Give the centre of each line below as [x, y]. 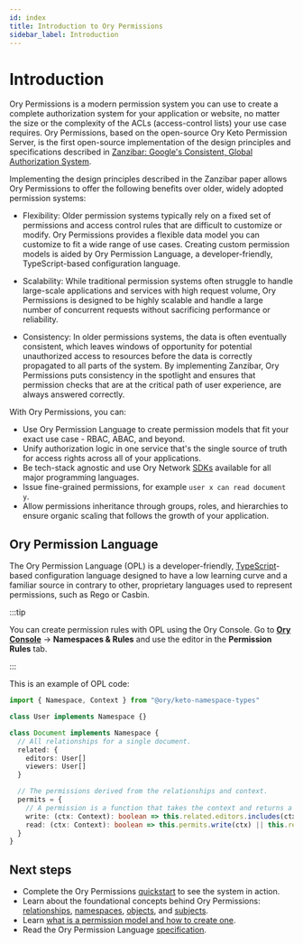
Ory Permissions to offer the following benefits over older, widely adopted [147, 189]
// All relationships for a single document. [105, 741]
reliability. [40, 319]
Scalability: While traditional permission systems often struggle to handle [157, 282]
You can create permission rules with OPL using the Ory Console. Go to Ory [150, 630]
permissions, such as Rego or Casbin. [80, 595]
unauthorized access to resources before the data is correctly [137, 356]
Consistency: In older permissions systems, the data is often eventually [154, 337]
